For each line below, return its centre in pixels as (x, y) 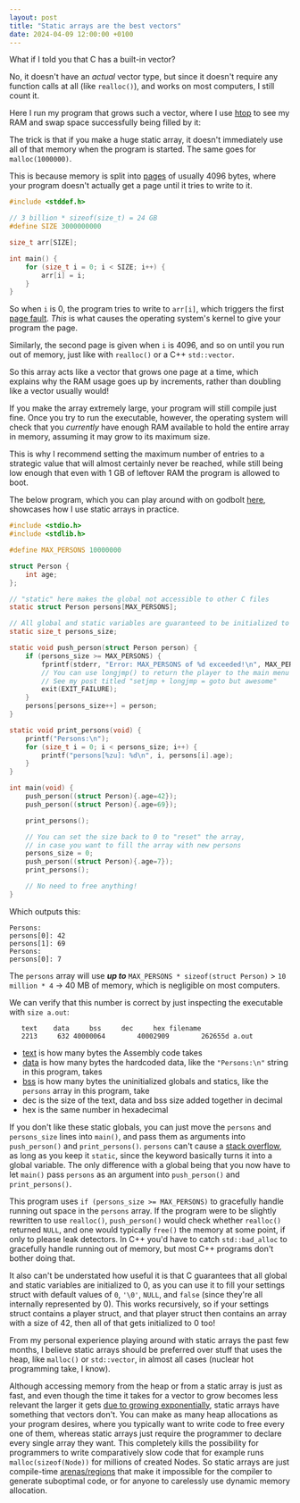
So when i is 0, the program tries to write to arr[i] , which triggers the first (147, 309)
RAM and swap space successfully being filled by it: (105, 122)
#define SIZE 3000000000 (55, 227)
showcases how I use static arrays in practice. (94, 509)
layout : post (33, 17)
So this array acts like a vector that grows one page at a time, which (134, 372)
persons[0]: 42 (37, 935)
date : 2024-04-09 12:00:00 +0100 (71, 34)
